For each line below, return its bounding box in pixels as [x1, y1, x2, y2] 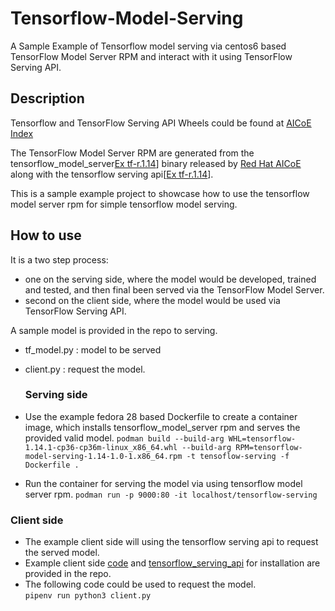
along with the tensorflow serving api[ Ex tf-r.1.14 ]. [10, 168, 214, 180]
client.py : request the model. [24, 363, 146, 375]
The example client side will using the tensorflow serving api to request [24, 536, 319, 548]
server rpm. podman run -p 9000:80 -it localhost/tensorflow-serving [24, 488, 318, 500]
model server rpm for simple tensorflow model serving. [10, 198, 238, 210]
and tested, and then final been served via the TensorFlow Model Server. [24, 283, 325, 296]
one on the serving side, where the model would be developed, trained [24, 273, 317, 285]
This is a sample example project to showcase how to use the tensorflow [10, 187, 310, 199]
